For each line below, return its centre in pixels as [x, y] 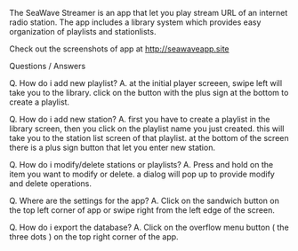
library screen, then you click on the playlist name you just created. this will [147, 129]
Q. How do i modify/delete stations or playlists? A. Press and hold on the [141, 165]
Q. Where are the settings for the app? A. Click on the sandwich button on [145, 200]
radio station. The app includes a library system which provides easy [135, 22]
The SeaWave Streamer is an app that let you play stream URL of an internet [149, 13]
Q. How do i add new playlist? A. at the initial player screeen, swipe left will [146, 83]
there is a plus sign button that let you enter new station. [113, 147]
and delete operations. [50, 184]
